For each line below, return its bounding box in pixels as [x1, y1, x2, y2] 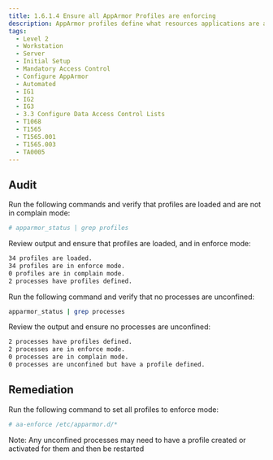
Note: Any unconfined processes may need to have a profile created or [8, 435, 246, 445]
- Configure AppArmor [15, 72, 89, 80]
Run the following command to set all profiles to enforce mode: [8, 404, 219, 414]
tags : [8, 27, 27, 35]
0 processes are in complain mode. [8, 353, 129, 362]
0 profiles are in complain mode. [8, 269, 126, 277]
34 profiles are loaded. [8, 254, 93, 263]
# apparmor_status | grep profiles [8, 224, 129, 232]
